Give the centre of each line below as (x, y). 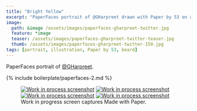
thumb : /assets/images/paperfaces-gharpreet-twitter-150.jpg (88, 45)
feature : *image (31, 33)
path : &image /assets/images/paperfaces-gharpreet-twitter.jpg (90, 28)
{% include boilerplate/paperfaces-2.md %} (59, 78)
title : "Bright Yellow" (35, 11)
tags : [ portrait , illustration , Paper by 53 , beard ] (72, 50)
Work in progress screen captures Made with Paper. (84, 102)
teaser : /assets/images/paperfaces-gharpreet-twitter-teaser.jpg (93, 39)
